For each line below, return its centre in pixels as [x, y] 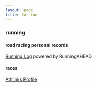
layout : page [19, 10]
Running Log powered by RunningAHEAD [49, 56]
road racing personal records [37, 45]
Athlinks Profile [21, 79]
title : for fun [21, 15]
